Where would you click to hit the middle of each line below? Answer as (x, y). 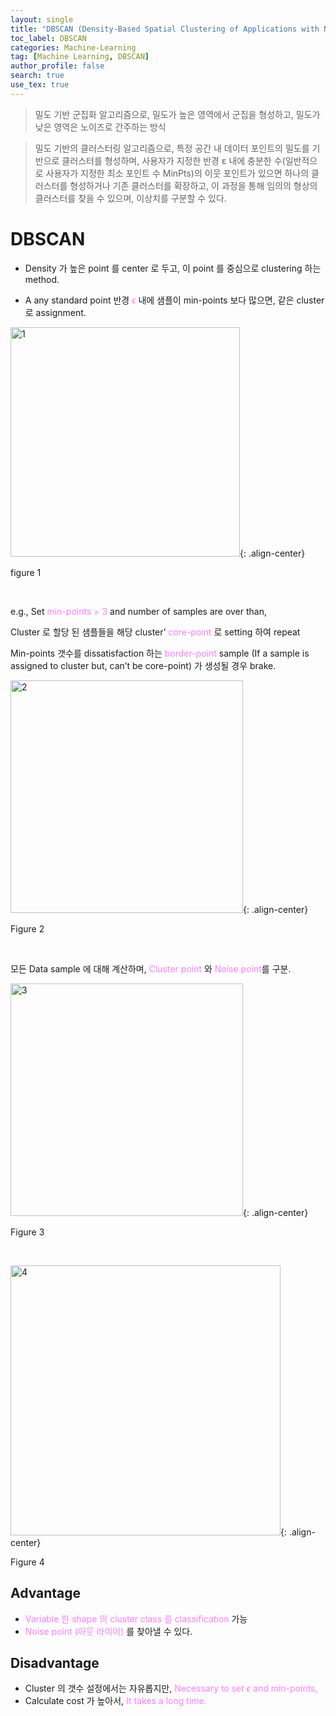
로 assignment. (55, 312)
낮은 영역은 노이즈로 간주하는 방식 (100, 127)
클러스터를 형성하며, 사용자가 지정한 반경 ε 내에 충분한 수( (173, 160)
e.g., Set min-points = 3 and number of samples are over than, (139, 611)
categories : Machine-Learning (73, 47)
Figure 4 (27, 1562)
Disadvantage (55, 1662)
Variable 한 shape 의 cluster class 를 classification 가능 (136, 1618)
